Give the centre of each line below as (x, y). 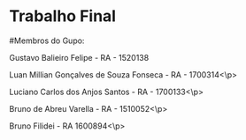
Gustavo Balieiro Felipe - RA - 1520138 (79, 57)
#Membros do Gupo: (47, 41)
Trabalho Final (63, 16)
